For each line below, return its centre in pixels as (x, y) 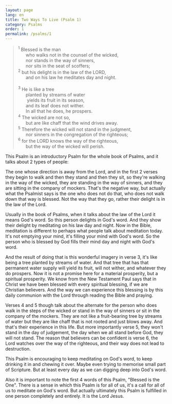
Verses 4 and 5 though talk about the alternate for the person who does (81, 305)
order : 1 (15, 29)
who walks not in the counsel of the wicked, (72, 55)
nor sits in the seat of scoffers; (58, 66)
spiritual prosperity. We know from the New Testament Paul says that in (81, 279)
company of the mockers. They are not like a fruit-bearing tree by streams (84, 316)
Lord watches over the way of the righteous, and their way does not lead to (85, 343)
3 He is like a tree (36, 89)
